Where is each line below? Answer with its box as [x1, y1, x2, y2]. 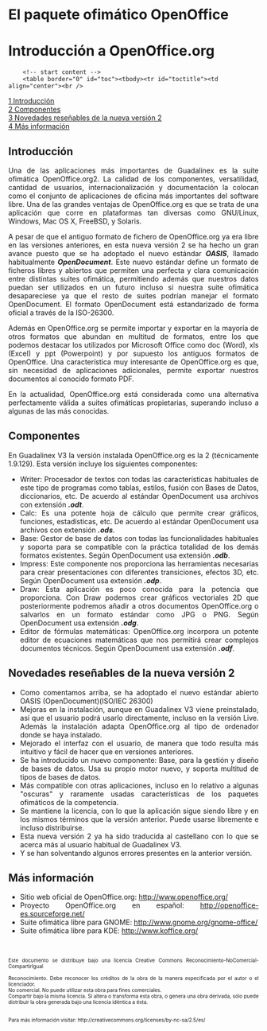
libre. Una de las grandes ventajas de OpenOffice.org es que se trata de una [8, 199, 259, 208]
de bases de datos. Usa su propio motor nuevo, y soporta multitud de [19, 764, 259, 773]
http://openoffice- [199, 901, 259, 910]
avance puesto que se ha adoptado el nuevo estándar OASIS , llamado [8, 248, 259, 258]
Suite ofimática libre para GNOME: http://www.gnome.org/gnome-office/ [19, 917, 258, 928]
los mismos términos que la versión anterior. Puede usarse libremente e [19, 814, 259, 824]
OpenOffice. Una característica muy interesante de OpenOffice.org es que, [8, 356, 259, 367]
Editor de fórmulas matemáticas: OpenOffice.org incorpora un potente [19, 626, 259, 636]
